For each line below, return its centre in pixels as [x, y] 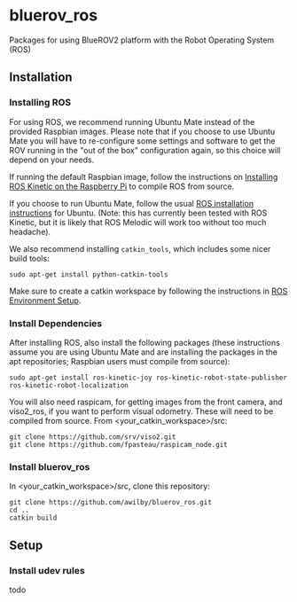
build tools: [30, 258]
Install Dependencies [56, 323]
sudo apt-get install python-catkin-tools [89, 274]
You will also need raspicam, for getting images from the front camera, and [146, 402]
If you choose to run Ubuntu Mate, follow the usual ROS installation [132, 203]
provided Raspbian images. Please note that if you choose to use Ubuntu [142, 131]
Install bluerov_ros [50, 466]
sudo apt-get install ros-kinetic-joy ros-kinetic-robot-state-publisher [148, 378]
